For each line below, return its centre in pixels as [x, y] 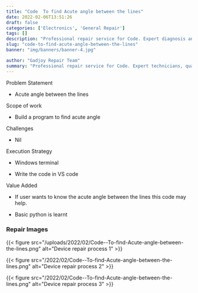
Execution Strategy [29, 151]
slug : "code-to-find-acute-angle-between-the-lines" [72, 45]
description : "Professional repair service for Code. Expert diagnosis [96, 39]
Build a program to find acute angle [57, 117]
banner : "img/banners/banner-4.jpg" [51, 50]
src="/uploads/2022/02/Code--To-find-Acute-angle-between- [107, 242]
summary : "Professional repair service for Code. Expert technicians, [95, 66]
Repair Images [27, 229]
